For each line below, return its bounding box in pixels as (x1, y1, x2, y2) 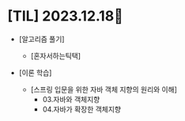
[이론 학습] (18, 67, 52, 78)
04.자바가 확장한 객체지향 (42, 104, 122, 114)
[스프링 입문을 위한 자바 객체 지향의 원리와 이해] (30, 85, 177, 94)
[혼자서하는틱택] (30, 51, 81, 60)
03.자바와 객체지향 (42, 94, 100, 104)
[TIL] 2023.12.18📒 (7, 7, 123, 25)
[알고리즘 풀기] (18, 34, 65, 43)
